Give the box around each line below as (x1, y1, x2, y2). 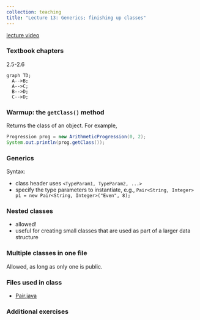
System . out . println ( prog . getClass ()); (6, 139, 105, 146)
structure (15, 234, 39, 241)
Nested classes (6, 207, 53, 215)
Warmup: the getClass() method (6, 108, 105, 116)
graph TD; (6, 72, 32, 78)
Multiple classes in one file (6, 249, 87, 258)
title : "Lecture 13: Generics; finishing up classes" (6, 15, 147, 21)
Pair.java (15, 292, 37, 300)
